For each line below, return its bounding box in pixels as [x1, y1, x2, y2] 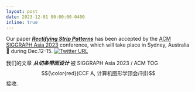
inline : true [6, 19, 38, 25]
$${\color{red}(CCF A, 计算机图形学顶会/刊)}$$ [41, 70, 156, 77]
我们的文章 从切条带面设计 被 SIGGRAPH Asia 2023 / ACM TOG [6, 59, 158, 67]
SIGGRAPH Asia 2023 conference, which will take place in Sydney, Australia [6, 41, 190, 48]
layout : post [6, 8, 38, 15]
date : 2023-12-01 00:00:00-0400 [6, 14, 85, 20]
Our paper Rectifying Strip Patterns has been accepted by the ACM [6, 36, 171, 43]
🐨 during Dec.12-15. [6, 48, 53, 55]
